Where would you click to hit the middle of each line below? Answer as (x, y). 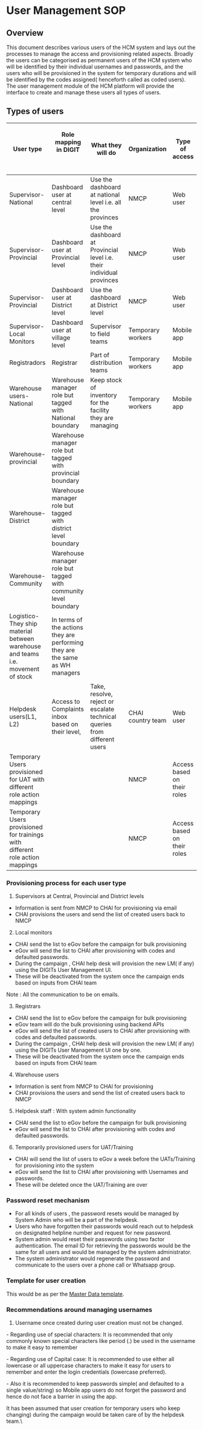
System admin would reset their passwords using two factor (90, 1239)
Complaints (68, 709)
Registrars (28, 1006)
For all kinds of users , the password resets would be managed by (97, 1213)
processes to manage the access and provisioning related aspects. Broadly (100, 54)
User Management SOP (66, 11)
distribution (106, 362)
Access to (66, 701)
